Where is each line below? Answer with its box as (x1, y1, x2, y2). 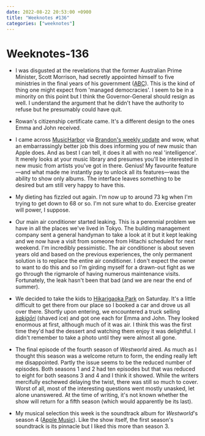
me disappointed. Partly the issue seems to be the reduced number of (15, 359, 192, 366)
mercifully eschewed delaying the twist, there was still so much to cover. (15, 379, 199, 386)
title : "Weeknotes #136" (6, 15, 70, 21)
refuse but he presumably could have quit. (15, 106, 122, 113)
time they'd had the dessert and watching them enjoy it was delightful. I (15, 328, 196, 335)
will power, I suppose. (15, 206, 70, 214)
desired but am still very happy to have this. (15, 182, 125, 189)
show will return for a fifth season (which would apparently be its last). (15, 398, 193, 405)
